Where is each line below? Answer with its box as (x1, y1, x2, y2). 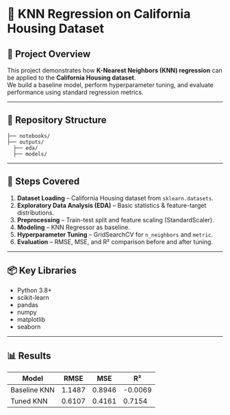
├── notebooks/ (7, 132, 51, 139)
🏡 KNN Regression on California (7, 6, 191, 22)
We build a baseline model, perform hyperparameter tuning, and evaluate (7, 81, 214, 88)
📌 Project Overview (7, 48, 91, 60)
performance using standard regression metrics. (7, 88, 144, 96)
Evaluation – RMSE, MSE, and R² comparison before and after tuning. (16, 237, 214, 246)
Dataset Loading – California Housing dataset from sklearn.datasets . (16, 193, 214, 202)
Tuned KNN (10, 396, 48, 406)
